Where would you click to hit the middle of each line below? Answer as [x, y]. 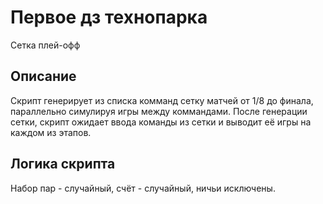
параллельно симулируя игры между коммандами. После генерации [159, 111]
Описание [43, 76]
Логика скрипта [63, 164]
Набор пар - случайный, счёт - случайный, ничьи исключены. [143, 188]
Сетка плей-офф [45, 45]
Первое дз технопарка [109, 17]
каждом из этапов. [51, 132]
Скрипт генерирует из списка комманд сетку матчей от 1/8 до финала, [162, 100]
